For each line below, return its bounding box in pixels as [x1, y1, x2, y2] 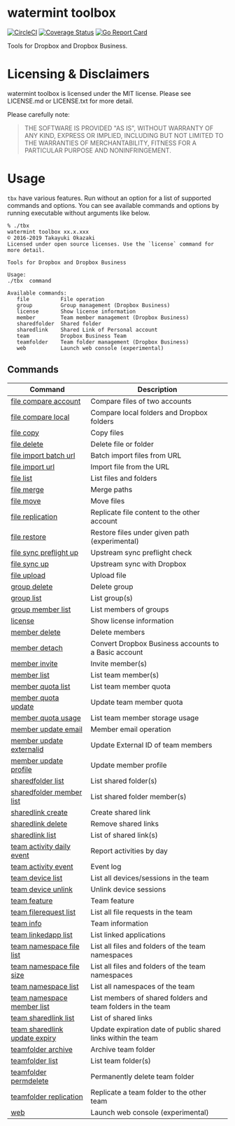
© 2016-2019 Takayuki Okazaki [7, 234, 96, 241]
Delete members [90, 627, 145, 637]
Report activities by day [90, 845, 168, 855]
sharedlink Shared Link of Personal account [16, 326, 158, 333]
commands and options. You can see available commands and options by [7, 201, 220, 209]
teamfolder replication [10, 1092, 83, 1102]
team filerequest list [10, 907, 76, 917]
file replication [10, 512, 58, 521]
